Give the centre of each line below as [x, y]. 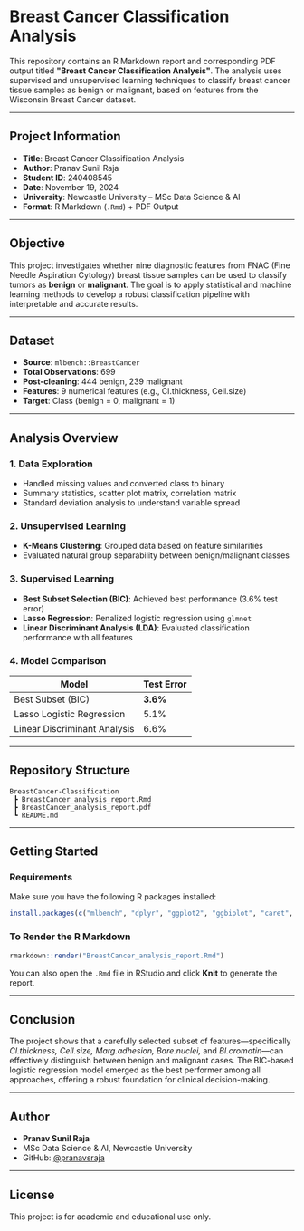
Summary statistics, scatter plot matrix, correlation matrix [129, 493]
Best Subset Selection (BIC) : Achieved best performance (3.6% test [150, 599]
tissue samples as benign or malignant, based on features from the [134, 90]
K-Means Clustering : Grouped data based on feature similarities [143, 546]
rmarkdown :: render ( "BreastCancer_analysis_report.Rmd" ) [117, 956]
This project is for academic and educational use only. [110, 1217]
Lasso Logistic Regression [70, 714]
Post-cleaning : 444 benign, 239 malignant [102, 381]
